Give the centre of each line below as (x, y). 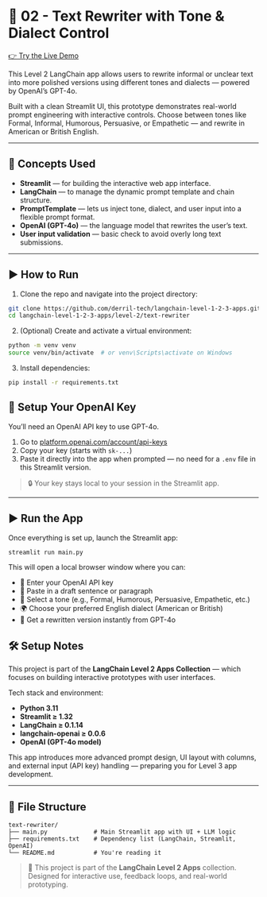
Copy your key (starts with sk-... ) (76, 450)
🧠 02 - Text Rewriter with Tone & (116, 16)
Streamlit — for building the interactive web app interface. (115, 183)
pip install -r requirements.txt (64, 383)
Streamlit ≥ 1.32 (46, 717)
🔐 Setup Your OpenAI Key (72, 407)
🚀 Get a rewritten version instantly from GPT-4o (98, 620)
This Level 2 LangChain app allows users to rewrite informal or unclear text (131, 74)
